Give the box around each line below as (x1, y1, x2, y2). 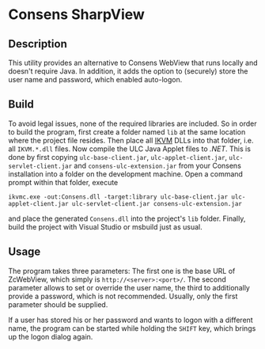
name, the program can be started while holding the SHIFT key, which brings (8, 323, 256, 333)
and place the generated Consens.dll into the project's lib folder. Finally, (8, 214, 246, 223)
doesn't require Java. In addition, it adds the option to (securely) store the (8, 66, 248, 76)
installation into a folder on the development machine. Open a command (8, 169, 244, 179)
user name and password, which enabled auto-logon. (8, 75, 183, 84)
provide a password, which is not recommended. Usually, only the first (8, 291, 238, 301)
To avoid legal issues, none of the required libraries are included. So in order (8, 119, 257, 128)
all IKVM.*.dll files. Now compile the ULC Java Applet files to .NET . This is (8, 144, 252, 154)
